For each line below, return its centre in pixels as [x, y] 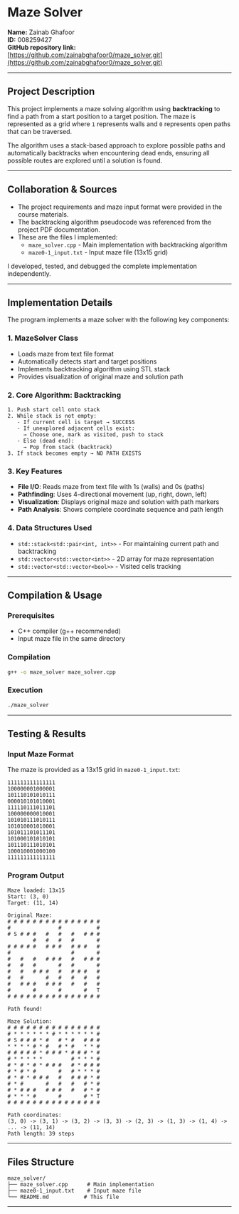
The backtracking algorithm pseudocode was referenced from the [115, 222]
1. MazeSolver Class [43, 338]
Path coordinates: [34, 1115]
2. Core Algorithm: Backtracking [64, 395]
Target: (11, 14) [33, 902]
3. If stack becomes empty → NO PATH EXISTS [74, 453]
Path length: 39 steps [41, 1133]
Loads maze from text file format [65, 354]
